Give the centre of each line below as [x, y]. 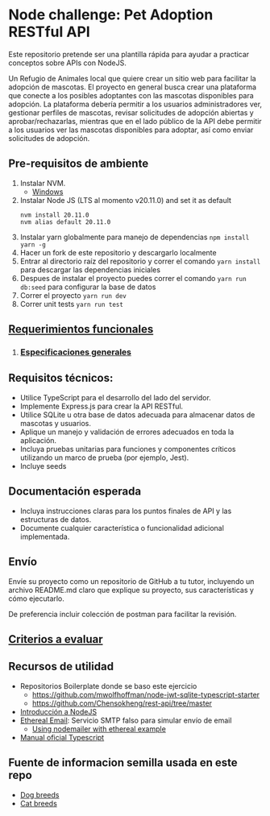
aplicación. [38, 440]
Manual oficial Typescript [62, 737]
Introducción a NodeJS [58, 711]
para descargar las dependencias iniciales [90, 269]
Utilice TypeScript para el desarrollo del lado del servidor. [115, 397]
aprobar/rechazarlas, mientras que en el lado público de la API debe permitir [135, 121]
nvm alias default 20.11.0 [65, 222]
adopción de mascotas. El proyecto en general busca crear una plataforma [132, 87]
